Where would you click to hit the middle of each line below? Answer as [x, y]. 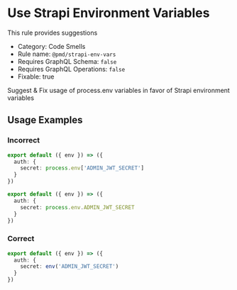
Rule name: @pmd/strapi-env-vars [67, 54]
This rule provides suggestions [53, 33]
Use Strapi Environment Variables [109, 13]
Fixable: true [36, 77]
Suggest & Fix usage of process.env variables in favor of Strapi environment [119, 90]
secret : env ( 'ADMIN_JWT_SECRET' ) [70, 267]
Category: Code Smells [51, 46]
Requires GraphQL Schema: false [67, 61]
